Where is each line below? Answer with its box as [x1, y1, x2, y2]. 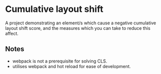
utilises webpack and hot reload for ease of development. [12, 63, 131, 69]
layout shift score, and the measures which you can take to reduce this [5, 25, 151, 31]
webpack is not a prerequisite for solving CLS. [12, 58, 107, 64]
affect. [5, 30, 19, 36]
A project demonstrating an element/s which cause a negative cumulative [5, 20, 156, 26]
